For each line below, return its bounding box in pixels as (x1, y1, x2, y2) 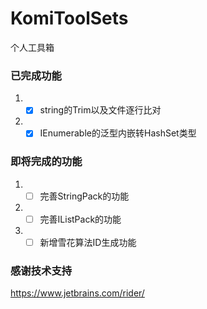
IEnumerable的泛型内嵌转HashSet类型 (39, 127, 197, 139)
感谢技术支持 (10, 263, 73, 277)
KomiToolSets (10, 7, 129, 30)
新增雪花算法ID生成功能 (39, 236, 137, 248)
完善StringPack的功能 (39, 190, 130, 202)
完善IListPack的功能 (39, 213, 122, 225)
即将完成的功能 (10, 155, 83, 169)
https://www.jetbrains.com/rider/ (10, 287, 145, 299)
